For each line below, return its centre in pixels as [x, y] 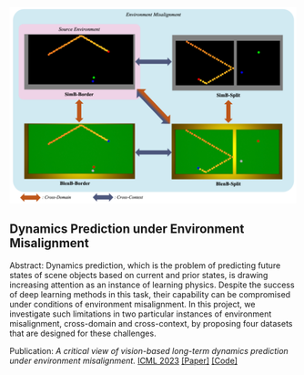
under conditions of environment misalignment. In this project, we [132, 304]
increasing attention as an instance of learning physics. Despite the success [152, 285]
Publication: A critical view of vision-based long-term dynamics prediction [149, 350]
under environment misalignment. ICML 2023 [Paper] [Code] [124, 360]
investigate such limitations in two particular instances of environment [141, 314]
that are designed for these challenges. [83, 333]
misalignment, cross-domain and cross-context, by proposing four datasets [151, 323]
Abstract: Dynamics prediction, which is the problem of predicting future [145, 265]
